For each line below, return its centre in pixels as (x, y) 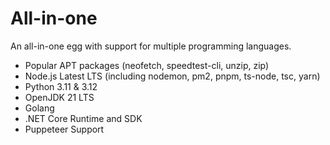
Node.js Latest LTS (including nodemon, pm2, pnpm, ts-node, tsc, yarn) (172, 76)
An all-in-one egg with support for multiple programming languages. (151, 46)
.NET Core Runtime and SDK (83, 118)
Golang (39, 108)
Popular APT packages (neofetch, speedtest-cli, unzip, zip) (147, 65)
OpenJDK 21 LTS (59, 97)
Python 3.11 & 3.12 (61, 86)
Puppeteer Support (64, 129)
